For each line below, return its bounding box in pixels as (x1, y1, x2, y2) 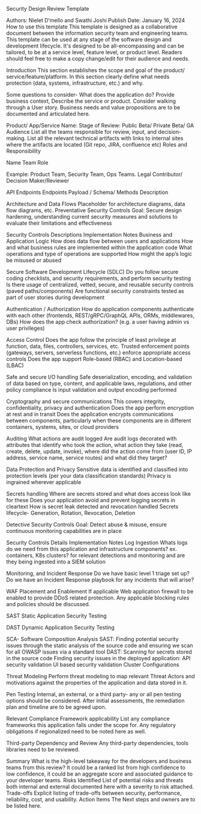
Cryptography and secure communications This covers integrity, (6, 398, 166, 405)
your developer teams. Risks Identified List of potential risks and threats (6, 777, 184, 783)
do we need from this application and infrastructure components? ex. (6, 545, 177, 552)
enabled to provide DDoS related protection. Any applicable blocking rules (6, 594, 190, 601)
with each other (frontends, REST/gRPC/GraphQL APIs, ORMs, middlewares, (6, 312, 195, 319)
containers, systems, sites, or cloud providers (6, 424, 119, 430)
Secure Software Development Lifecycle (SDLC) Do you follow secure (6, 269, 179, 275)
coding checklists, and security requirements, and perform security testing (6, 275, 191, 282)
